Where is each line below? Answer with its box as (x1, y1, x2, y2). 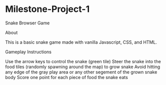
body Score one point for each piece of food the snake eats (5, 74, 128, 80)
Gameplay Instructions (5, 49, 51, 55)
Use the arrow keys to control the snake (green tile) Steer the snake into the (5, 58, 161, 64)
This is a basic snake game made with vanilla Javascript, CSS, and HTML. (5, 39, 157, 45)
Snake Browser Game (5, 20, 50, 26)
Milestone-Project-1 (5, 3, 90, 15)
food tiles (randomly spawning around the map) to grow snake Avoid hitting (5, 64, 160, 70)
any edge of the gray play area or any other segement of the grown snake (5, 69, 157, 75)
